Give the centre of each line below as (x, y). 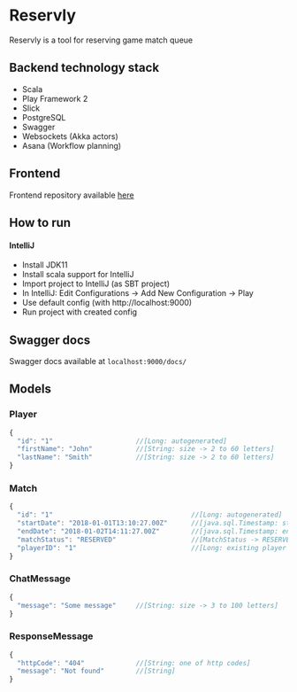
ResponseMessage (51, 636)
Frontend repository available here (72, 195)
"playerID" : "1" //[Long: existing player (152, 548)
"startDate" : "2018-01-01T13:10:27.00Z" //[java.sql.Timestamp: (148, 524)
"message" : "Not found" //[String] (96, 671)
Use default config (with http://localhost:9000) (107, 303)
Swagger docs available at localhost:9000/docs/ (98, 361)
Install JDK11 (45, 265)
